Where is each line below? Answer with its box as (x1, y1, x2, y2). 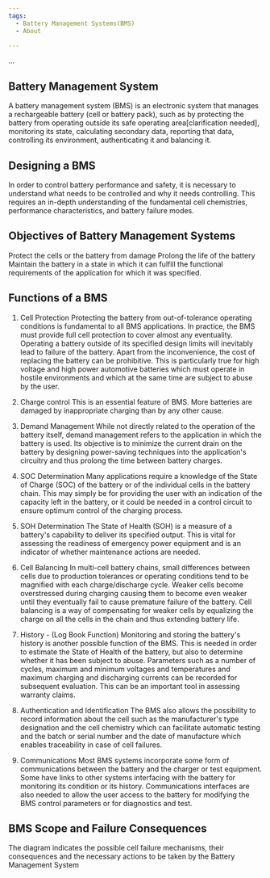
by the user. (19, 381, 60, 391)
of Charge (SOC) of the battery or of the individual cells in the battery (19, 480, 251, 489)
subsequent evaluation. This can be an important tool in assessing (19, 681, 240, 691)
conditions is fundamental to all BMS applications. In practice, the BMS (19, 321, 255, 331)
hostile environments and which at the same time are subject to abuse (19, 372, 253, 382)
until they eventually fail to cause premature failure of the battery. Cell (19, 597, 252, 607)
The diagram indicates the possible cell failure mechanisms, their (8, 843, 224, 853)
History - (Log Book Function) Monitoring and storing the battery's (19, 629, 241, 639)
